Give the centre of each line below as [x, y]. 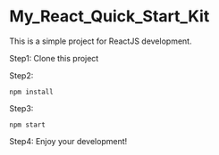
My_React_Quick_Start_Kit [109, 16]
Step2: [21, 75]
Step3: [21, 108]
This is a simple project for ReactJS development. [101, 41]
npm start [28, 125]
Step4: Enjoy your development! [68, 141]
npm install [31, 92]
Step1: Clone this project [54, 58]
